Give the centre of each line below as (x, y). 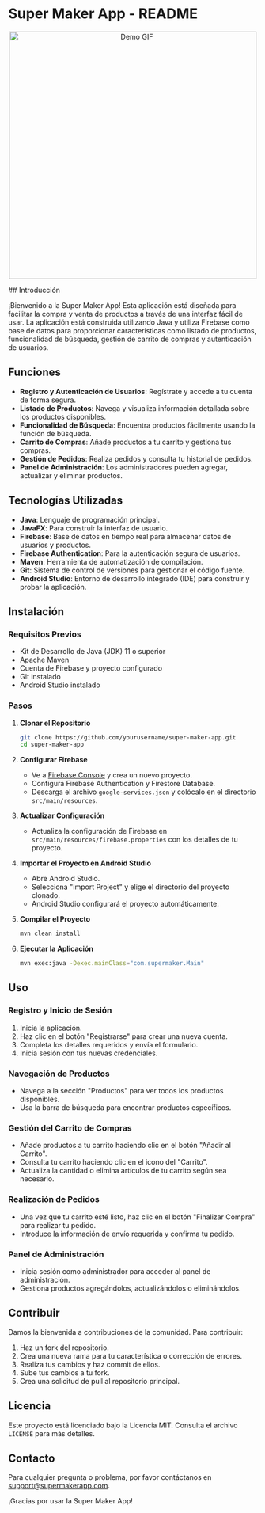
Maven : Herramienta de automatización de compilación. (111, 561)
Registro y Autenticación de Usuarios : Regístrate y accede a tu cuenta (136, 391)
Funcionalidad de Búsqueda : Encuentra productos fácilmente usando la (137, 425)
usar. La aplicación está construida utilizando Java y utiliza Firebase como (129, 322)
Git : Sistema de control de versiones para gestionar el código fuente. (132, 570)
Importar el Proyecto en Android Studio (85, 863)
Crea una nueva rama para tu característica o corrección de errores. (131, 1355)
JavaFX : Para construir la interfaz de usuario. (94, 528)
